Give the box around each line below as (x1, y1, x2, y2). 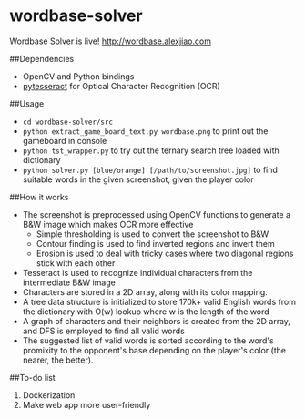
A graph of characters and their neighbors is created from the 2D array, (22, 315, 291, 326)
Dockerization (22, 389, 76, 401)
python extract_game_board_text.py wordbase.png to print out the (22, 125, 269, 137)
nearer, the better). (22, 354, 94, 365)
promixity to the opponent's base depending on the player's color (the (22, 344, 287, 355)
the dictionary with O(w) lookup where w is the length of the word (22, 306, 270, 317)
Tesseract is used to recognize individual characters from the (22, 267, 253, 278)
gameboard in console (22, 135, 107, 146)
